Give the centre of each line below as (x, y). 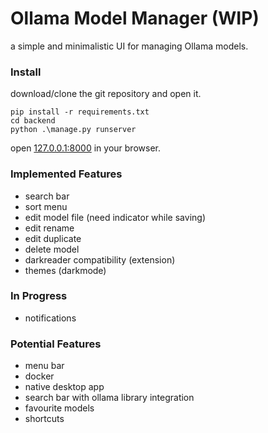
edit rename (49, 228)
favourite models (59, 408)
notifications (50, 318)
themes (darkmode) (65, 270)
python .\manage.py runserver (73, 130)
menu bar (44, 366)
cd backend (33, 121)
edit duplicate (53, 238)
